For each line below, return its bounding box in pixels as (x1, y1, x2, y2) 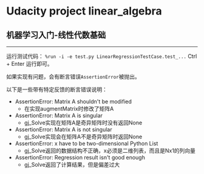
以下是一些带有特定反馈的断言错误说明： (6, 86, 107, 93)
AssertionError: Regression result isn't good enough (15, 154, 146, 161)
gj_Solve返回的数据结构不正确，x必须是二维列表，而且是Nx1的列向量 (24, 147, 196, 154)
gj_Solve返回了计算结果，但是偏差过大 (24, 161, 120, 168)
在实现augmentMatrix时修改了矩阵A (24, 105, 114, 112)
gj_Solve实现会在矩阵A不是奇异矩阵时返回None (24, 133, 143, 140)
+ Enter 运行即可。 (6, 60, 53, 67)
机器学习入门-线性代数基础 (6, 30, 106, 40)
